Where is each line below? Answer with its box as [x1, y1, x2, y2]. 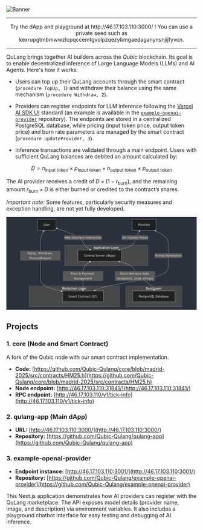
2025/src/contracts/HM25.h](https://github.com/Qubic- [14, 371, 154, 379]
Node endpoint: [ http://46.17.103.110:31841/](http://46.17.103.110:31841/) [14, 384, 192, 391]
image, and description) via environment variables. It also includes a [6, 505, 176, 512]
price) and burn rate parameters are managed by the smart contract [14, 128, 184, 136]
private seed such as [75, 30, 128, 36]
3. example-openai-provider [6, 454, 91, 462]
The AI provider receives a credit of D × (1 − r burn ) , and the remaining [6, 177, 178, 186]
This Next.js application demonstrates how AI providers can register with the [6, 492, 197, 500]
